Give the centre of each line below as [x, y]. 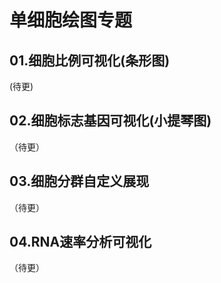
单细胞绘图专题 [71, 20]
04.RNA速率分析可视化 [80, 242]
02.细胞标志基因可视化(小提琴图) [110, 121]
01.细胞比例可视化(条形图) [90, 60]
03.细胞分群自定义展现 [79, 181]
